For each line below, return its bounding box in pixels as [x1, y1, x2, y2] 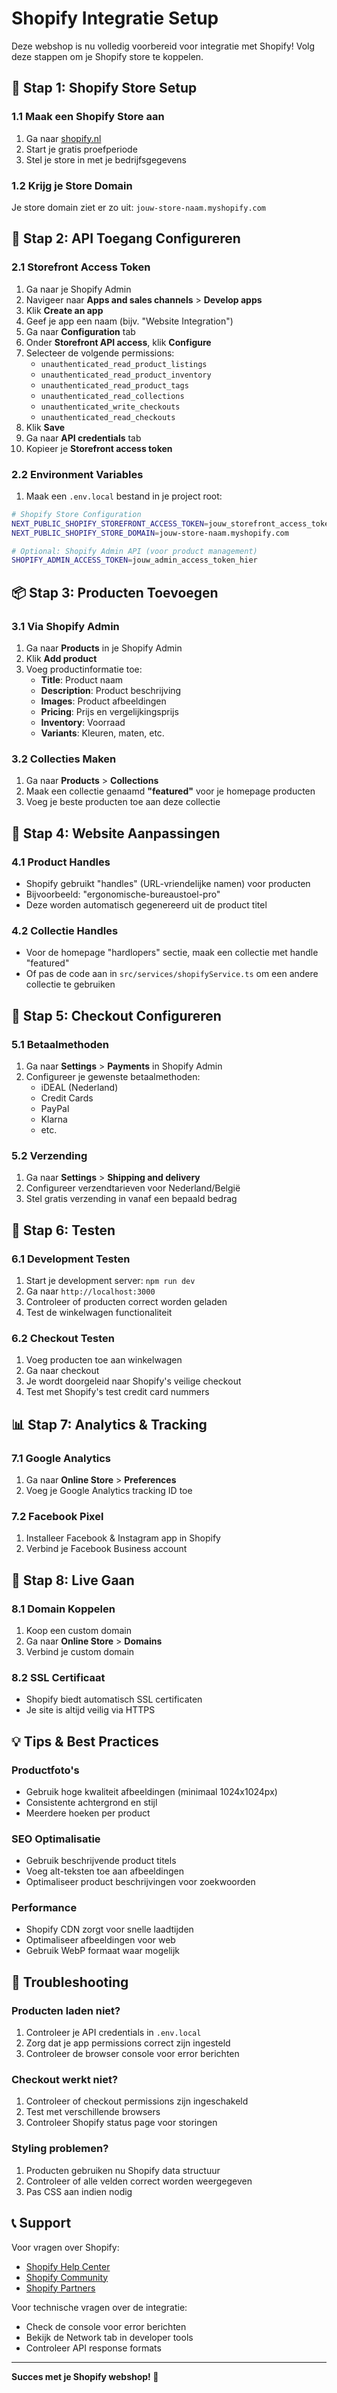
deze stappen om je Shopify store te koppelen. [11, 50, 204, 62]
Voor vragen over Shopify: [11, 2241, 120, 2253]
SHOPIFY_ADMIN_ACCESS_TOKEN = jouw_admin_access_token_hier [11, 555, 258, 566]
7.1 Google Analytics [11, 1451, 111, 1465]
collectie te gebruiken [25, 978, 116, 991]
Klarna [40, 1113, 68, 1125]
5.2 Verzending [11, 1148, 88, 1162]
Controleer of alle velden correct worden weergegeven [25, 2175, 253, 2187]
